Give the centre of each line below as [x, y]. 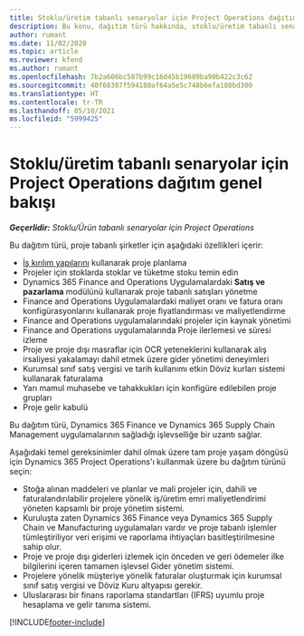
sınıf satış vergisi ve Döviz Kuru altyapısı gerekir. [113, 585]
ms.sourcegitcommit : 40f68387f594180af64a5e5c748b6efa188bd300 [131, 85]
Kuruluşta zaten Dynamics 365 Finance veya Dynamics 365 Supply [147, 518]
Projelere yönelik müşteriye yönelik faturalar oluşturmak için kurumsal [152, 576]
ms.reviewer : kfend [46, 60]
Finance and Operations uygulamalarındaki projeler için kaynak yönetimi [157, 321]
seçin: [21, 472]
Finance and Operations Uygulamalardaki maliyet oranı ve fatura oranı [152, 301]
